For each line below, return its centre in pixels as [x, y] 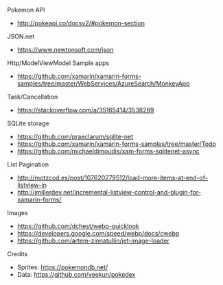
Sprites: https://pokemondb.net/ [62, 267]
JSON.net [21, 36]
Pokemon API [26, 10]
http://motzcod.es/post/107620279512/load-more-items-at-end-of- [112, 178]
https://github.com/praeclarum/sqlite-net [75, 137]
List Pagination [28, 164]
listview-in [32, 185]
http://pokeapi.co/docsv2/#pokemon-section [81, 23]
